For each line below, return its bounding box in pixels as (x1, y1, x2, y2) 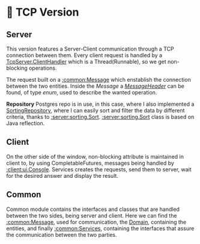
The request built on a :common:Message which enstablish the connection (6, 76, 191, 83)
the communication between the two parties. (6, 231, 117, 238)
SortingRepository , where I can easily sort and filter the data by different (6, 107, 185, 114)
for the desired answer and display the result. (6, 172, 119, 179)
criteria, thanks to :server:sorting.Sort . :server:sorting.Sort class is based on (6, 114, 195, 120)
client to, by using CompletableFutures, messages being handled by (6, 159, 174, 166)
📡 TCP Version (6, 5, 79, 19)
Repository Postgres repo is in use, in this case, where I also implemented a (6, 100, 195, 108)
